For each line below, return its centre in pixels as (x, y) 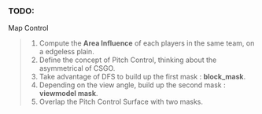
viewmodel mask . (68, 94)
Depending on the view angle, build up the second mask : (132, 85)
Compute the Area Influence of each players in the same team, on (147, 43)
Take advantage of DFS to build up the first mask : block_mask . (142, 77)
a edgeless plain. (66, 52)
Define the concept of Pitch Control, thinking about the (128, 60)
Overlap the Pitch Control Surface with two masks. (121, 102)
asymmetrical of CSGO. (77, 68)
